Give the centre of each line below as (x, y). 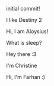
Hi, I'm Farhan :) (26, 77)
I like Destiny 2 (24, 20)
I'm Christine (22, 65)
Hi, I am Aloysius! (27, 31)
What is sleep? (24, 43)
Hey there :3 (21, 54)
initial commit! (23, 9)
